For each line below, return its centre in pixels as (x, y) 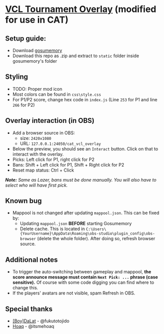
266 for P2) (24, 105)
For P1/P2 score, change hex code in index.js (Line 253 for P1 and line (85, 99)
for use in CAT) (37, 20)
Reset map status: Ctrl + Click (43, 170)
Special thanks (29, 309)
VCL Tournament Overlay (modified (81, 9)
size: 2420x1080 (36, 138)
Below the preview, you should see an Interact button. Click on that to (85, 148)
